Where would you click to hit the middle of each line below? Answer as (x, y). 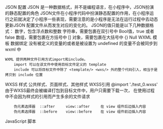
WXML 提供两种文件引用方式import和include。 (46, 59)
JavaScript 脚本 (21, 121)
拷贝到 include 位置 (24, 75)
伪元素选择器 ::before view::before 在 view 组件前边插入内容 (80, 112)
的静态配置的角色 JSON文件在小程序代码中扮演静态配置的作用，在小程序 (77, 13)
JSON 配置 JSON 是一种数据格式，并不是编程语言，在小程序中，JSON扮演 (80, 7)
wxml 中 (13, 49)
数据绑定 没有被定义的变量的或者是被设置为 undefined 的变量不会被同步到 (84, 43)
